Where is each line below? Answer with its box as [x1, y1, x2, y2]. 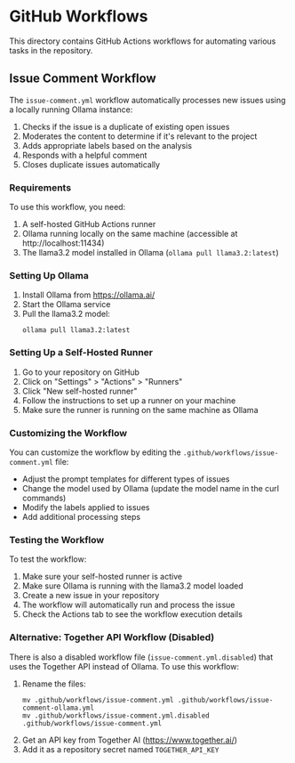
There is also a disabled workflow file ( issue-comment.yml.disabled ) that [9, 652, 274, 662]
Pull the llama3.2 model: [21, 309, 111, 320]
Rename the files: [21, 678, 86, 689]
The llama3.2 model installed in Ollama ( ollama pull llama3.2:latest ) [21, 248, 280, 258]
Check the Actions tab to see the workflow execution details [21, 609, 243, 620]
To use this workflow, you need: [9, 202, 126, 213]
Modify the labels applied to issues [21, 501, 150, 513]
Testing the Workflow [9, 533, 105, 546]
